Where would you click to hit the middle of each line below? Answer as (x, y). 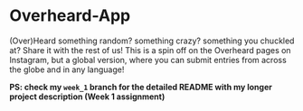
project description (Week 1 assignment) (87, 97)
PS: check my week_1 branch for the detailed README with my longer (141, 87)
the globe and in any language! (67, 69)
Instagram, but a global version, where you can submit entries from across (148, 60)
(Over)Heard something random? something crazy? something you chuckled (152, 41)
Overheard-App (70, 16)
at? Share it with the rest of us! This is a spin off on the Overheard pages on (150, 50)
